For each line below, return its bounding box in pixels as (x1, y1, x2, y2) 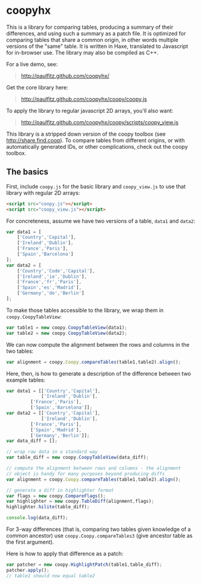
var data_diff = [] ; (6, 438, 58, 444)
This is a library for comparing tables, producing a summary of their (6, 23, 173, 31)
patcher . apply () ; (6, 567, 50, 573)
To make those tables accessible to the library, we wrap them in (6, 307, 164, 314)
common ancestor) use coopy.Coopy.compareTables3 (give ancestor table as (6, 532, 193, 539)
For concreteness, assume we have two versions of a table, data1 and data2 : (6, 217, 196, 224)
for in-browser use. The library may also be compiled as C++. (6, 49, 159, 56)
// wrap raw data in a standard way (6, 449, 98, 455)
